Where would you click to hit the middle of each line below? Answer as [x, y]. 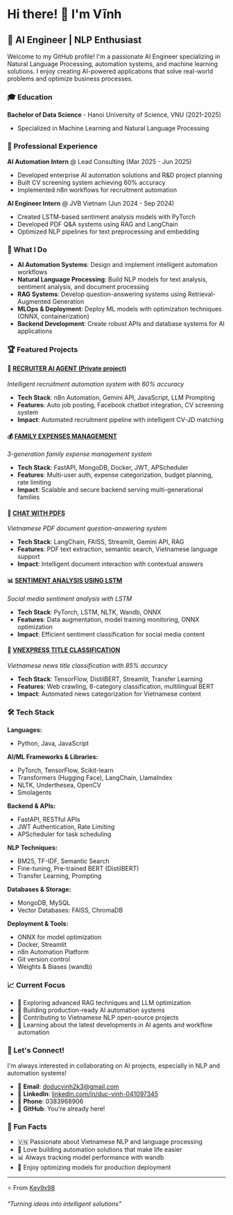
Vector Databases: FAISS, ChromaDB [70, 911]
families [28, 497]
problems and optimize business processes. [70, 79]
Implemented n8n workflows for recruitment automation [97, 190]
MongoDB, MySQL [44, 903]
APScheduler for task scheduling [64, 834]
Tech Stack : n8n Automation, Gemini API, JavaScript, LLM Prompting [116, 398]
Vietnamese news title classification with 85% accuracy [87, 665]
